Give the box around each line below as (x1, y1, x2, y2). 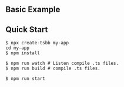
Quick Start (5, 25, 48, 34)
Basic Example (5, 5, 61, 15)
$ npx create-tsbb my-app (5, 40, 69, 46)
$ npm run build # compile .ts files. (5, 65, 100, 72)
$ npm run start (5, 76, 45, 82)
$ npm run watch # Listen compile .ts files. (5, 61, 119, 67)
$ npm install (5, 50, 41, 56)
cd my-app (5, 45, 30, 51)
